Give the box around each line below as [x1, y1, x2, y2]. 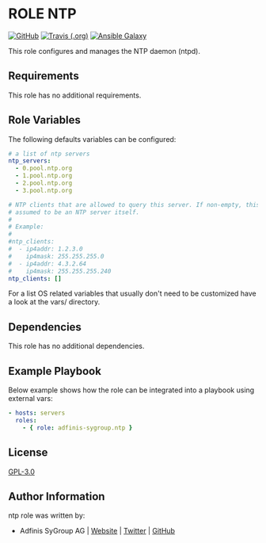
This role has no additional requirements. [8, 90, 142, 100]
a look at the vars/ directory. [8, 297, 101, 307]
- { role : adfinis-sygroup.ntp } [22, 423, 133, 432]
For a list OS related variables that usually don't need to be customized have [8, 289, 257, 298]
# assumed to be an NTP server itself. [8, 208, 140, 216]
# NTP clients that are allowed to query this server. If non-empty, [8, 201, 243, 208]
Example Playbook [8, 364, 101, 377]
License [8, 445, 48, 460]
